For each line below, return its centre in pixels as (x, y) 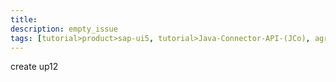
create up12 (34, 67)
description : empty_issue (64, 29)
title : (24, 19)
